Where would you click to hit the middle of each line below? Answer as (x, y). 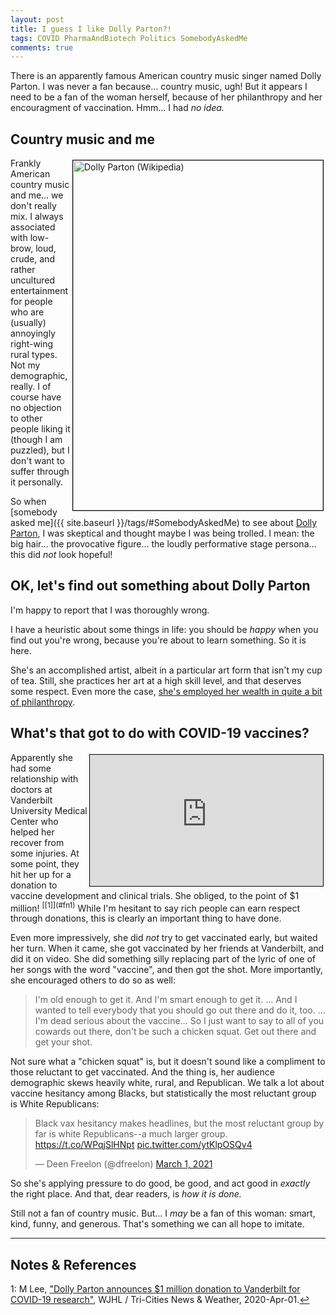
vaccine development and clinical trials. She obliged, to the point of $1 (155, 895)
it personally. (36, 482)
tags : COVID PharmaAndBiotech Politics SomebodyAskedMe (129, 38)
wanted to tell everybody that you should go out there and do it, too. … (180, 1010)
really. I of (31, 387)
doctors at (31, 789)
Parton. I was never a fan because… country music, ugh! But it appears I (159, 87)
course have (36, 397)
